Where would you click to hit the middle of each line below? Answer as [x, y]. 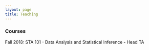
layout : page [18, 10]
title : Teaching [21, 14]
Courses [15, 31]
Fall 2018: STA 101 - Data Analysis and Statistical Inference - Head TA [75, 42]
